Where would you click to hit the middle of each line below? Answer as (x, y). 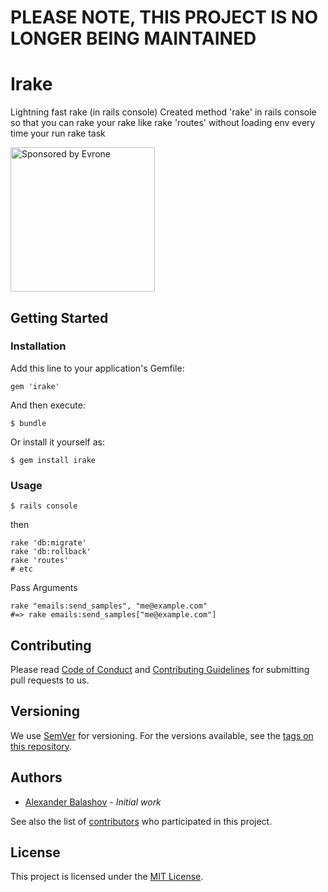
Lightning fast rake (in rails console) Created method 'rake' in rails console (163, 112)
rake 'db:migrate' (48, 543)
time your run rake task (58, 133)
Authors (36, 777)
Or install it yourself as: (57, 442)
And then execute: (48, 405)
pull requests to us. (50, 680)
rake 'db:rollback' (51, 552)
